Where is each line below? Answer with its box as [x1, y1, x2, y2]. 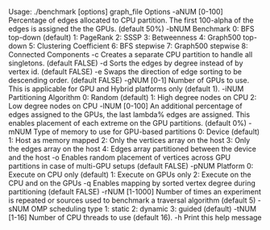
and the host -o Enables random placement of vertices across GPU [8, 153, 231, 162]
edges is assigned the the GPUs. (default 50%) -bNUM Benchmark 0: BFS [8, 24, 255, 33]
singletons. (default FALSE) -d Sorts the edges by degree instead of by [8, 58, 243, 68]
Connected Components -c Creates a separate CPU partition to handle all [8, 50, 253, 59]
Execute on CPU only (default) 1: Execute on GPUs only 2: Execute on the [8, 169, 251, 179]
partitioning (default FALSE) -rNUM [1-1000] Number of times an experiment [8, 187, 262, 196]
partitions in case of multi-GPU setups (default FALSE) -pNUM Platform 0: [8, 161, 254, 170]
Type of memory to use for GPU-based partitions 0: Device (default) [33, 127, 260, 136]
